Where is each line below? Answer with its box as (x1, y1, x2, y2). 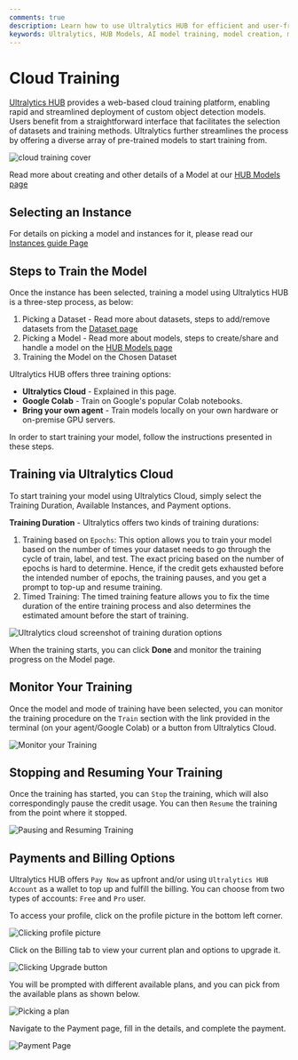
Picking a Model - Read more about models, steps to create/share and (21, 333, 279, 343)
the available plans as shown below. (9, 989, 140, 1000)
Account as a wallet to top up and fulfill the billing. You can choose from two (9, 884, 286, 895)
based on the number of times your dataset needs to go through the (21, 543, 271, 554)
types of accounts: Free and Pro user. (9, 893, 146, 903)
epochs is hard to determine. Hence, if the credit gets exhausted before (21, 562, 284, 574)
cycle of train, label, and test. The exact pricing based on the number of (21, 553, 285, 564)
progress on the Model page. (9, 654, 115, 664)
